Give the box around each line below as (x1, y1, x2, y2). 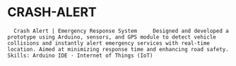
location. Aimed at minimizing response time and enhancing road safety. (7, 46, 230, 53)
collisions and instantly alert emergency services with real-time (7, 39, 211, 46)
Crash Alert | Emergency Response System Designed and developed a (13, 27, 230, 34)
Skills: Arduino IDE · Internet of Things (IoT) (7, 52, 153, 59)
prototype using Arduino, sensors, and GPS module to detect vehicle (7, 33, 217, 41)
